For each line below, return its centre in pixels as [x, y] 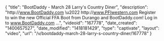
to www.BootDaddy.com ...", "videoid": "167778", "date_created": [71, 23]
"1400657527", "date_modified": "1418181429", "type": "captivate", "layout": [82, 28]
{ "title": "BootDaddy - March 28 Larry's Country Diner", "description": [77, 7]
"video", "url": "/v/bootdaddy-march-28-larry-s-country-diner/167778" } [79, 33]
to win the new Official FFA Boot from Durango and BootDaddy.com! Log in [81, 18]
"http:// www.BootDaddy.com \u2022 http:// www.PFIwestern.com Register [81, 12]
